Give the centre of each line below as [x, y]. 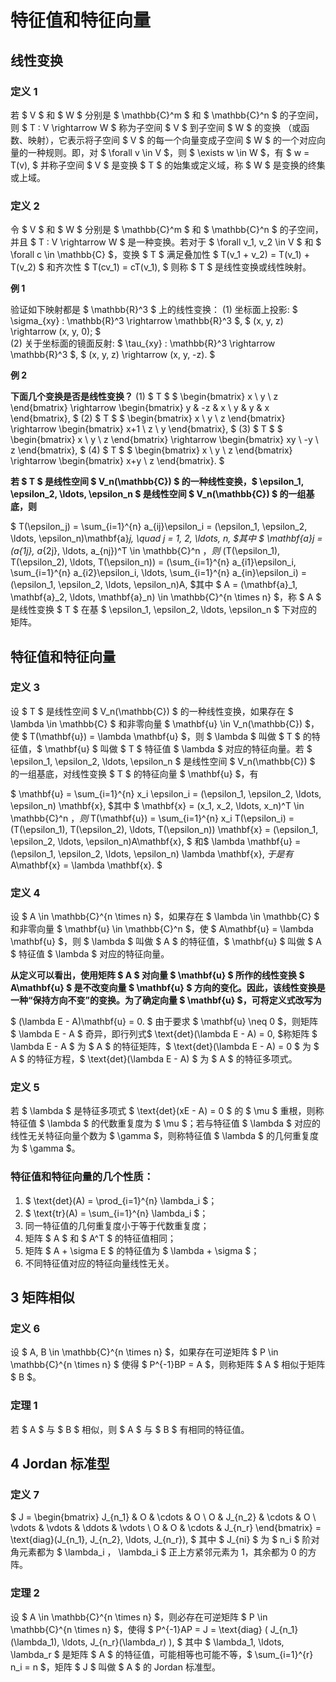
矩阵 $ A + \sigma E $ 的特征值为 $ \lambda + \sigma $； [142, 1250]
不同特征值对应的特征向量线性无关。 [99, 1263]
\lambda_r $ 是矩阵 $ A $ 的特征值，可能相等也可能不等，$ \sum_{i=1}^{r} [162, 1654]
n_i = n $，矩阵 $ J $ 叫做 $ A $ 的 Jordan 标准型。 [115, 1667]
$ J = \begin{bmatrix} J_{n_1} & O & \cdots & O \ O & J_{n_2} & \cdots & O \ [163, 1517]
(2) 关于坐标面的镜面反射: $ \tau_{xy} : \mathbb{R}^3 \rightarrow [143, 343]
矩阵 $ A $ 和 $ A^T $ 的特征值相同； [100, 1238]
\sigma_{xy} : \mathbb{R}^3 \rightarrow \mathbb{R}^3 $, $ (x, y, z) [147, 321]
